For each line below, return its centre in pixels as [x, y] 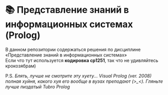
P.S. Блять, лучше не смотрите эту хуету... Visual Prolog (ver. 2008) [78, 75]
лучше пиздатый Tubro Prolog [38, 87]
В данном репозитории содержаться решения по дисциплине [73, 49]
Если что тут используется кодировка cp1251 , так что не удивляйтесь [82, 60]
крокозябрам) [21, 66]
